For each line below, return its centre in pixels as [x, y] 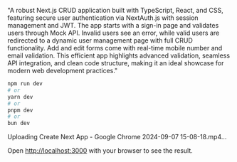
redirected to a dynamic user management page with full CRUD [100, 40]
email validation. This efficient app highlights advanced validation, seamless [118, 55]
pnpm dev [20, 110]
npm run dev [25, 84]
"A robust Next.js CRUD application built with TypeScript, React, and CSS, [115, 10]
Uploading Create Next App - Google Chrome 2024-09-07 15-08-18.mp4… [117, 137]
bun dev [19, 124]
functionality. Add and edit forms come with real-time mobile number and [115, 48]
